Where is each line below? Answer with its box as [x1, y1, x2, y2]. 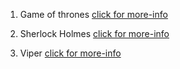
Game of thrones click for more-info [19, 9, 168, 20]
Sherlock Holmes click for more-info [19, 28, 170, 39]
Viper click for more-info [19, 47, 122, 59]
